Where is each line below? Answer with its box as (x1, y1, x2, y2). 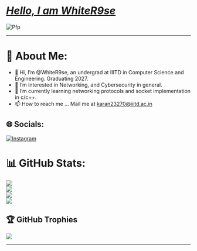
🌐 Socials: (6, 119, 45, 129)
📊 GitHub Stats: (6, 156, 86, 170)
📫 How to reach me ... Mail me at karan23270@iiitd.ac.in (14, 100, 152, 107)
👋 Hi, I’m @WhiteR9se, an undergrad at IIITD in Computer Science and (14, 68, 184, 75)
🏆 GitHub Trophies (6, 215, 78, 225)
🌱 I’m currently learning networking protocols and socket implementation (14, 87, 191, 94)
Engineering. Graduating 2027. (14, 75, 89, 82)
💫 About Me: (6, 50, 68, 63)
